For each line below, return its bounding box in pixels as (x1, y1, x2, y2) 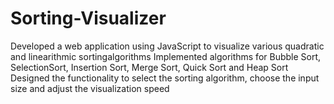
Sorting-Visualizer (10, 7, 167, 30)
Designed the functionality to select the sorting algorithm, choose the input (10, 72, 320, 84)
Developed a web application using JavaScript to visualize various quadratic (10, 40, 325, 52)
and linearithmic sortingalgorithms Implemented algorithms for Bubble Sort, (10, 50, 322, 62)
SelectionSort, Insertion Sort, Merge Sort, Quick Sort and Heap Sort (10, 61, 289, 73)
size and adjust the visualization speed (10, 82, 170, 94)
